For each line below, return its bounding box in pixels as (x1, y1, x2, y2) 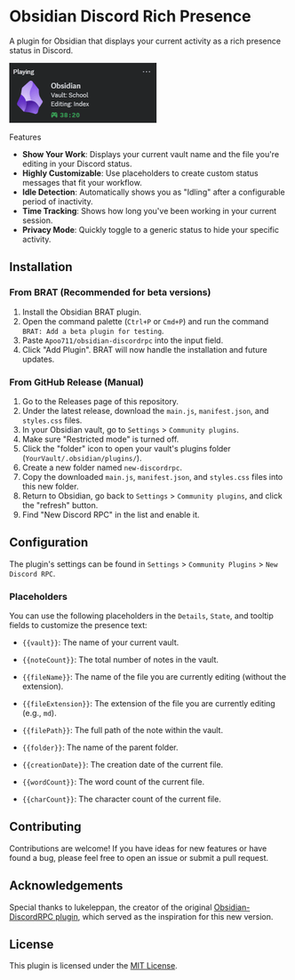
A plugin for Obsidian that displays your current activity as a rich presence (9, 36, 282, 46)
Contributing (9, 819, 82, 834)
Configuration (9, 535, 89, 550)
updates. (21, 354, 55, 364)
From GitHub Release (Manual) (9, 376, 144, 388)
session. (21, 215, 53, 226)
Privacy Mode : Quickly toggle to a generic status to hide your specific (21, 224, 280, 235)
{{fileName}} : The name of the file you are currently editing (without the (21, 672, 287, 682)
